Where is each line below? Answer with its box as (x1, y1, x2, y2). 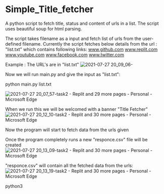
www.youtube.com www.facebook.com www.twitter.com (5, 52, 125, 58)
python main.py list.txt (5, 81, 52, 87)
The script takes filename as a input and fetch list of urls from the (5, 35, 142, 42)
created (5, 142, 22, 148)
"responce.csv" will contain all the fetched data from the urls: (5, 162, 133, 168)
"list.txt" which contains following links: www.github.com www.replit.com (5, 46, 158, 52)
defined (5, 41, 22, 47)
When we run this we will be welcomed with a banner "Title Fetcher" (5, 106, 148, 112)
